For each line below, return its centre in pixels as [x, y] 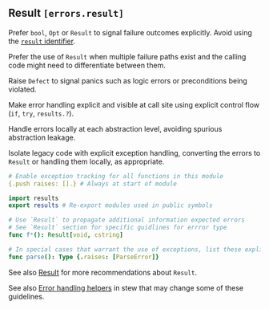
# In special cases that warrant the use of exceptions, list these [125, 249]
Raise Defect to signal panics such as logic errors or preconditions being [128, 80]
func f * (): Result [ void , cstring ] [66, 235]
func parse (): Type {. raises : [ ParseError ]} [84, 257]
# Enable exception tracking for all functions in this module [116, 176]
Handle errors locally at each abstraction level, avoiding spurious [115, 128]
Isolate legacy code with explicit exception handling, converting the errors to [134, 152]
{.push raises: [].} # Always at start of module [93, 184]
